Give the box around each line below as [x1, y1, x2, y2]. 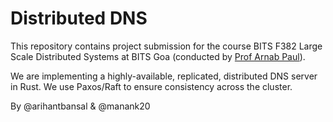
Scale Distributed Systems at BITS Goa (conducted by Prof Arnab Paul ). [10, 50, 306, 62]
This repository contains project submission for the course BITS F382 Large [10, 40, 323, 52]
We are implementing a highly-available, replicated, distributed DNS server [10, 70, 318, 82]
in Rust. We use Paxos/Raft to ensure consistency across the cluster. [10, 80, 293, 92]
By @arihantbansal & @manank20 [10, 100, 151, 112]
